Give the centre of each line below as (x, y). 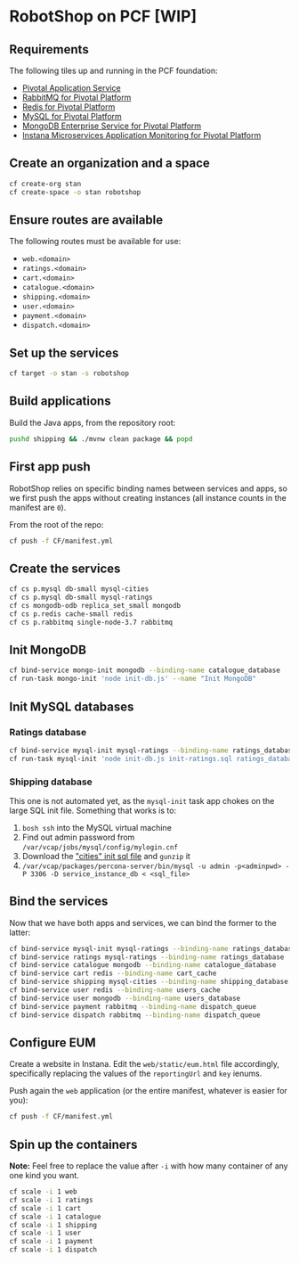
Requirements (49, 49)
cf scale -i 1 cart (45, 1208)
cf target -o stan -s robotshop (69, 373)
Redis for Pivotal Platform (69, 107)
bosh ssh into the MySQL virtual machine (97, 827)
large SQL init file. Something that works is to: (93, 810)
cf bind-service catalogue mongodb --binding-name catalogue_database (143, 965)
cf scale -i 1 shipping (53, 1225)
